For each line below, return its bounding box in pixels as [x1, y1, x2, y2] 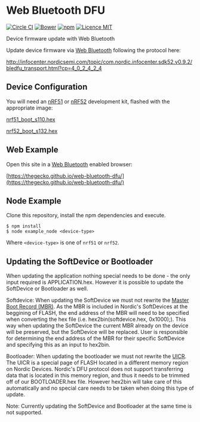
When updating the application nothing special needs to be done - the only [6, 272, 190, 280]
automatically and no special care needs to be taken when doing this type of [6, 384, 194, 392]
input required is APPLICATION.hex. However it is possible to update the [6, 279, 184, 286]
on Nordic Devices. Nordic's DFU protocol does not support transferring [6, 366, 184, 373]
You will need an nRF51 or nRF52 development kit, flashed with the [6, 98, 170, 105]
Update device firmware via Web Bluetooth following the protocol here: [6, 46, 181, 54]
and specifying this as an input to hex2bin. [6, 341, 110, 348]
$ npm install [6, 223, 42, 229]
